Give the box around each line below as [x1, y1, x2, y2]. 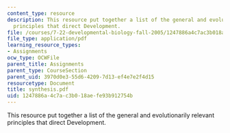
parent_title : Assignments [7, 61, 84, 68]
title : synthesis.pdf [7, 86, 69, 93]
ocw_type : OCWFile [7, 55, 60, 61]
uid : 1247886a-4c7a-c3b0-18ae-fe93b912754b [7, 93, 133, 100]
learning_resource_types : [7, 42, 81, 48]
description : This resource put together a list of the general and [7, 16, 207, 23]
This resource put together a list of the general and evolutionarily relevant [7, 111, 214, 119]
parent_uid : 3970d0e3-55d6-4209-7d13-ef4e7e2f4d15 [7, 73, 155, 80]
